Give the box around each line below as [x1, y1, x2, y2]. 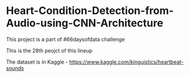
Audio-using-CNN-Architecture [6, 16, 164, 30]
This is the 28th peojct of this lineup [6, 47, 92, 54]
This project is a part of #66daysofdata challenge [6, 36, 125, 43]
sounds [6, 64, 25, 71]
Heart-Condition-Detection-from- [6, 4, 174, 17]
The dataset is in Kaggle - [6, 58, 68, 65]
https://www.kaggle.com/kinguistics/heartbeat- [69, 58, 184, 65]
